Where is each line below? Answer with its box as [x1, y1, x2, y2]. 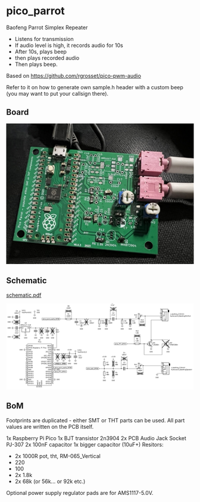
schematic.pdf [6, 291, 42, 299]
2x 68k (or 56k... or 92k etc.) [14, 478, 86, 485]
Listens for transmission [14, 35, 74, 42]
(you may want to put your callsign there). [6, 90, 109, 97]
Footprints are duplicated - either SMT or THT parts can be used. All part [6, 416, 185, 423]
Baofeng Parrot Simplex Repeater [6, 24, 88, 31]
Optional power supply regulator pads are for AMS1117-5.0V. [6, 489, 154, 496]
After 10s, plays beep [14, 48, 67, 55]
